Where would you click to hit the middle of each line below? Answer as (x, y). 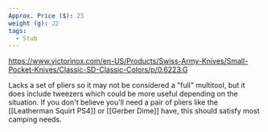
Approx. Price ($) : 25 (46, 16)
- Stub (27, 38)
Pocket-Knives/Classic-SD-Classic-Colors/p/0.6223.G (98, 70)
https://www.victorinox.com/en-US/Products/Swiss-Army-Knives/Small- (128, 61)
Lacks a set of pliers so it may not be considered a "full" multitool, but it (127, 85)
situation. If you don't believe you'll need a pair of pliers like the (113, 102)
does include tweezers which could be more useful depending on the (123, 94)
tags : (17, 31)
